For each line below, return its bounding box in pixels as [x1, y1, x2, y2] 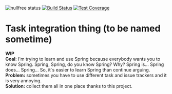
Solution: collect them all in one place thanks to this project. [5, 83, 132, 89]
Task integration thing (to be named [5, 23, 161, 34]
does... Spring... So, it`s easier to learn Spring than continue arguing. [5, 66, 150, 73]
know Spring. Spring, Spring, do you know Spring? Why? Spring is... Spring [5, 61, 164, 67]
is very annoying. [5, 77, 42, 84]
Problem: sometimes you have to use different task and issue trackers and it [5, 72, 167, 78]
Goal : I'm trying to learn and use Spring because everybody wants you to [5, 56, 161, 62]
